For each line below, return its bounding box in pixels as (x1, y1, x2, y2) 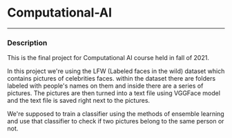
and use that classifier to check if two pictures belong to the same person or (7, 117, 224, 126)
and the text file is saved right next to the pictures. (7, 97, 151, 105)
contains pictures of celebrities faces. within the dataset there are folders (7, 75, 216, 83)
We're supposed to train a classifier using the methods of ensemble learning (7, 110, 224, 118)
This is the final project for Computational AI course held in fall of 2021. (7, 54, 209, 62)
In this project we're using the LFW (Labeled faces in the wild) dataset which (7, 67, 225, 75)
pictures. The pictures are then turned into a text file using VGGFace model (7, 89, 221, 97)
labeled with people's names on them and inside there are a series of (7, 81, 204, 90)
